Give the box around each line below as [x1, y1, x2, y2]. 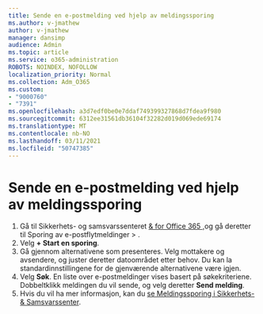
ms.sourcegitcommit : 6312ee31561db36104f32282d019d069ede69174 [8, 115, 222, 123]
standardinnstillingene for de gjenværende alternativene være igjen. [19, 263, 242, 274]
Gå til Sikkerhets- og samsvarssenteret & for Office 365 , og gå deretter [19, 221, 252, 231]
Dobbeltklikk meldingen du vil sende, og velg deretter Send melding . [19, 281, 245, 290]
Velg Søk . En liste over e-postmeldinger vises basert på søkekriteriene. [19, 272, 252, 281]
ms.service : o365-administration [8, 56, 119, 64]
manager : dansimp [8, 33, 66, 42]
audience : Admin [8, 41, 62, 49]
